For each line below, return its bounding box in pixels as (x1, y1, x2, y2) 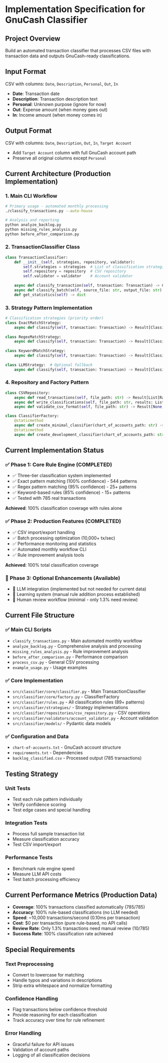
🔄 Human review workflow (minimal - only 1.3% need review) (12, 596, 138, 602)
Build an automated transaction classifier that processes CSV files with (5, 48, 151, 53)
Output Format (5, 127, 52, 135)
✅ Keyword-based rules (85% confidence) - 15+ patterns (12, 489, 131, 496)
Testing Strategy (5, 769, 58, 778)
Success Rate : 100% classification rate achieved (12, 931, 113, 937)
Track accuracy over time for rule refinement (12, 1017, 105, 1023)
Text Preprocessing (5, 960, 54, 967)
